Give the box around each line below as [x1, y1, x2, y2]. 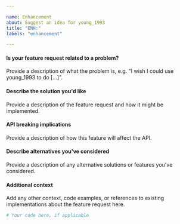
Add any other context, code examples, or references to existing [6, 195, 165, 202]
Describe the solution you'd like [6, 88, 86, 95]
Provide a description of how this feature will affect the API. [6, 134, 152, 141]
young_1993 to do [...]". [6, 74, 63, 81]
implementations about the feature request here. [6, 201, 125, 208]
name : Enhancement [6, 14, 52, 20]
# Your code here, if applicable [6, 213, 89, 219]
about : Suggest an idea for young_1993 [6, 19, 105, 26]
